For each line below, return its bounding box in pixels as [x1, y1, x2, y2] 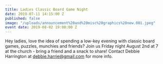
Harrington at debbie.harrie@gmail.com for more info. [5, 53, 113, 59]
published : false [5, 16, 40, 21]
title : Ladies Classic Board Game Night [5, 7, 89, 12]
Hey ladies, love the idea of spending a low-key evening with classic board [5, 38, 155, 44]
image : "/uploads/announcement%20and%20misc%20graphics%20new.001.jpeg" [5, 20, 156, 26]
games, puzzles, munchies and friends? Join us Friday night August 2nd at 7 [5, 43, 159, 49]
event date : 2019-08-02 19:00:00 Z [5, 25, 77, 30]
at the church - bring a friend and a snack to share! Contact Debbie [5, 49, 140, 54]
